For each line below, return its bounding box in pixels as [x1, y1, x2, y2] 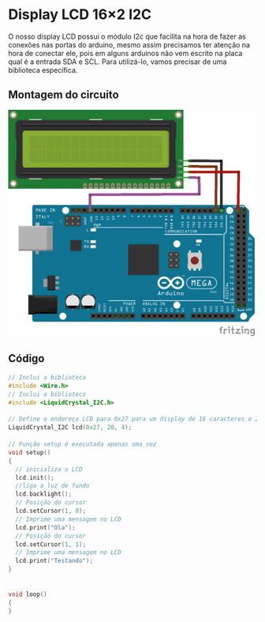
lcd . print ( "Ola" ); [15, 523, 77, 531]
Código [8, 352, 45, 365]
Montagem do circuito [8, 89, 120, 102]
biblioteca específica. [8, 65, 78, 74]
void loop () [8, 590, 47, 598]
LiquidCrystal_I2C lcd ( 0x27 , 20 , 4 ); [8, 424, 132, 432]
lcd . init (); [15, 473, 55, 481]
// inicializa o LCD [15, 465, 83, 473]
